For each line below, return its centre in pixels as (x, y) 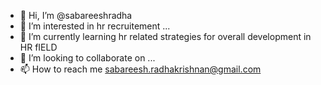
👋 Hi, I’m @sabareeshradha (76, 15)
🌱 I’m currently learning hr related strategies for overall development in (165, 36)
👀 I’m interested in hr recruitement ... (95, 26)
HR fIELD (38, 47)
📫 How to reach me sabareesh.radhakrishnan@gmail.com (140, 69)
